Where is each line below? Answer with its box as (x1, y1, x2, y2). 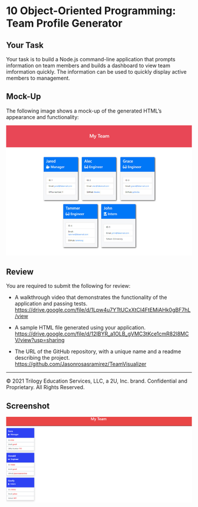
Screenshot (6, 401, 50, 411)
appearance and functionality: (6, 113, 80, 120)
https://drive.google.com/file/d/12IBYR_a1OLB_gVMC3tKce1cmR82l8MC (14, 330, 189, 337)
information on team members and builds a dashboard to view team (6, 62, 171, 69)
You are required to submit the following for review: (6, 282, 131, 289)
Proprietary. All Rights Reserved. (6, 384, 85, 391)
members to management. (6, 75, 71, 81)
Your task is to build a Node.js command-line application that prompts (6, 56, 176, 62)
